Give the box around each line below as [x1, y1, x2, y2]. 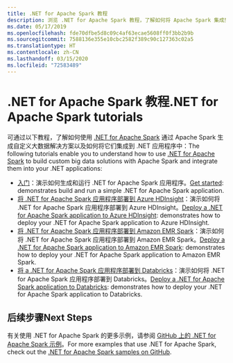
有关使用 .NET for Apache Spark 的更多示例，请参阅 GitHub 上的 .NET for [7, 331, 216, 340]
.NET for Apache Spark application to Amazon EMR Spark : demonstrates [17, 243, 225, 251]
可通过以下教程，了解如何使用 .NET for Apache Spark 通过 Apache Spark [7, 133, 216, 141]
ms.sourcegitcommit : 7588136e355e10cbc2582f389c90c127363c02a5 [7, 36, 194, 43]
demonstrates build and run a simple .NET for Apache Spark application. [17, 186, 225, 194]
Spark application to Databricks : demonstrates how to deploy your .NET [17, 282, 223, 291]
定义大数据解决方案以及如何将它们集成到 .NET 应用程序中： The [19, 142, 200, 150]
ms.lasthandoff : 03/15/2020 [7, 56, 89, 62]
